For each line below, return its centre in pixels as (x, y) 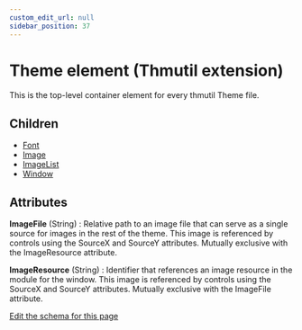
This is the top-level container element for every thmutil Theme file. (134, 95)
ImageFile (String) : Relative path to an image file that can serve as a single (149, 224)
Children (34, 124)
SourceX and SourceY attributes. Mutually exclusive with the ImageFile (141, 290)
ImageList (41, 165)
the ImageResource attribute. (64, 253)
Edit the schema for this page (64, 317)
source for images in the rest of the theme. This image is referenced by (142, 234)
